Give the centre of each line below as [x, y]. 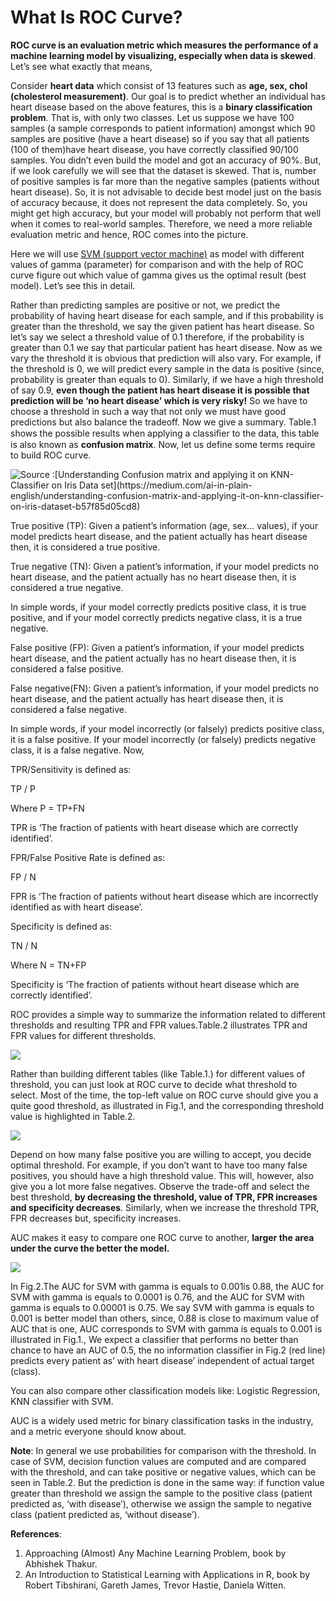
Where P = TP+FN [47, 808]
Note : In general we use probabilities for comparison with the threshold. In [163, 1450]
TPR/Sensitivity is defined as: [71, 769]
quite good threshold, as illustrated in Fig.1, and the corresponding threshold [167, 1105]
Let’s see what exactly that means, [81, 66]
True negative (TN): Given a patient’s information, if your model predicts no [165, 566]
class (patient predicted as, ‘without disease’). [105, 1514]
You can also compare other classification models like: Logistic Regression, [165, 1390]
